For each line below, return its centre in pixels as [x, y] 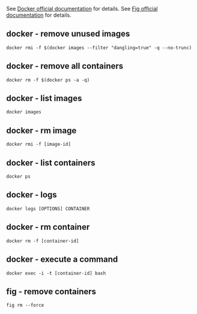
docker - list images [44, 98]
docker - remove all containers [65, 66]
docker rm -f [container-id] [43, 241]
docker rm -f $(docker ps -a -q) [48, 80]
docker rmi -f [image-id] [38, 144]
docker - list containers [51, 162]
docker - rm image [41, 131]
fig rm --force [25, 306]
